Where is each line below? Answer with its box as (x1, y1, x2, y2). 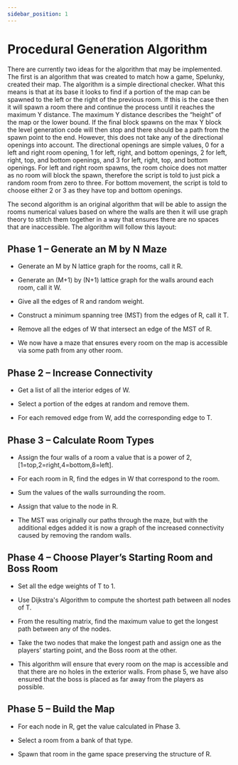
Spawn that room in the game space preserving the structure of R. (17, 749, 212, 758)
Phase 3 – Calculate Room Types (7, 434, 155, 446)
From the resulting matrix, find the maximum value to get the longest (17, 617, 219, 625)
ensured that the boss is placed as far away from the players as (17, 674, 204, 683)
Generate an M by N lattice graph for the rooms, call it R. (17, 262, 183, 271)
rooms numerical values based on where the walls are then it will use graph (7, 207, 229, 216)
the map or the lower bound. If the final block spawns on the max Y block (7, 118, 222, 126)
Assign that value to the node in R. (17, 502, 119, 510)
